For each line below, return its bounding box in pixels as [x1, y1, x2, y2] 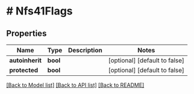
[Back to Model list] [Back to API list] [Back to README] [6, 81, 145, 89]
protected [9, 66, 38, 74]
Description [68, 46, 102, 54]
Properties [6, 28, 47, 39]
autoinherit [9, 56, 42, 64]
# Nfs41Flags [6, 4, 74, 18]
